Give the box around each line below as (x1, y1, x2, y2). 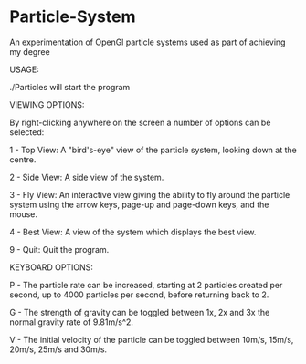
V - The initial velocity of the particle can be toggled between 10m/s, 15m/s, (9, 334, 294, 345)
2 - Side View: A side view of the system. (9, 172, 164, 182)
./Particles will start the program (9, 81, 131, 92)
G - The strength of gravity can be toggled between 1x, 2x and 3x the (9, 307, 270, 317)
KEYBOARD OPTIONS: (9, 262, 94, 273)
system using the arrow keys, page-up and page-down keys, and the (9, 199, 269, 210)
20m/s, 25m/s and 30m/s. (9, 344, 108, 355)
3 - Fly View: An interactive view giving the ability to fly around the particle (9, 189, 290, 200)
